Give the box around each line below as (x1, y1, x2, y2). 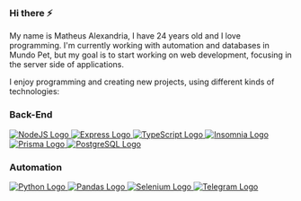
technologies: (9, 86, 60, 97)
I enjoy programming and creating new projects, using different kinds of (9, 76, 275, 87)
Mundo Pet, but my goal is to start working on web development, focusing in (9, 49, 292, 60)
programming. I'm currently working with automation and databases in (9, 40, 270, 51)
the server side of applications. (9, 59, 124, 70)
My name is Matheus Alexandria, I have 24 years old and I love (9, 31, 241, 41)
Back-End (9, 109, 53, 121)
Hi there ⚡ (9, 6, 54, 19)
